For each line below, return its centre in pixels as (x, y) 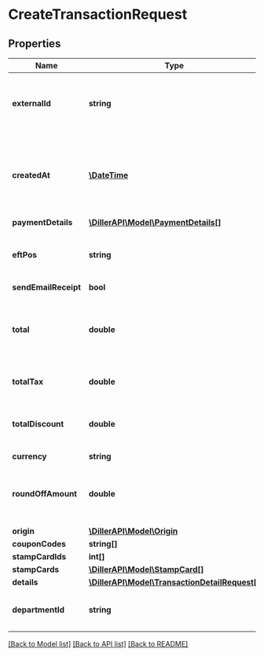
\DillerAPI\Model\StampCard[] (146, 569)
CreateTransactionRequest (98, 15)
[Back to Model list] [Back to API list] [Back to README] (98, 644)
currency (29, 456)
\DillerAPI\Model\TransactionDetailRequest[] (174, 582)
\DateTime (108, 175)
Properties (35, 44)
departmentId (38, 610)
